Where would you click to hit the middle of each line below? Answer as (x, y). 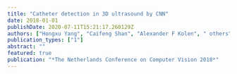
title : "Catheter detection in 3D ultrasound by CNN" (88, 14)
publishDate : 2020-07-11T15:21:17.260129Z (71, 27)
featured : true (30, 54)
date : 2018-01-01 (33, 20)
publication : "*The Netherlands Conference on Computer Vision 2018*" (113, 60)
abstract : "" (26, 47)
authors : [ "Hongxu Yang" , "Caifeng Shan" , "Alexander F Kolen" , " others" (120, 33)
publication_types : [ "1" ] (45, 40)
